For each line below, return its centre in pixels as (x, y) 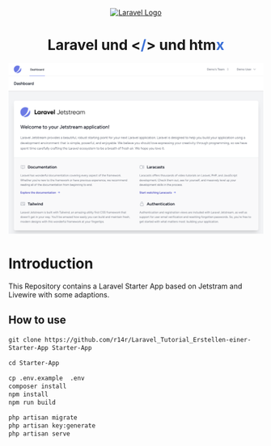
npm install (28, 394)
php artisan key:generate (52, 425)
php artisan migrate (43, 417)
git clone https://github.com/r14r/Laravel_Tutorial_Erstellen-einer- (130, 339)
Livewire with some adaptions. (59, 295)
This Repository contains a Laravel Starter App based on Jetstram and (125, 286)
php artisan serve (39, 433)
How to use (37, 320)
